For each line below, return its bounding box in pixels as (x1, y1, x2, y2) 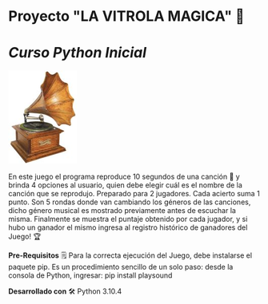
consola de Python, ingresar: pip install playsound (8, 270, 173, 280)
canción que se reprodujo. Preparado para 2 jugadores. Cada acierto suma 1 (8, 189, 260, 199)
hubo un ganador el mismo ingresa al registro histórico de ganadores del (8, 223, 248, 232)
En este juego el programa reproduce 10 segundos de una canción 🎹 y (8, 172, 240, 182)
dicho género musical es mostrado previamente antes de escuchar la (8, 206, 236, 215)
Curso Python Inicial (8, 44, 146, 62)
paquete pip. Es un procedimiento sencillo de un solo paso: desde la (8, 263, 234, 272)
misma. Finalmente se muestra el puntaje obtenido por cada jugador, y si (8, 215, 248, 224)
